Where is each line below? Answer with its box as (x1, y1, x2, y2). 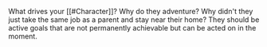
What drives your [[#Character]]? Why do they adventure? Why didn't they (8, 7, 253, 16)
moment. (8, 31, 37, 41)
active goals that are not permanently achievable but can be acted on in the (8, 23, 257, 32)
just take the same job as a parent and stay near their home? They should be (8, 15, 260, 24)
